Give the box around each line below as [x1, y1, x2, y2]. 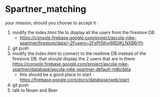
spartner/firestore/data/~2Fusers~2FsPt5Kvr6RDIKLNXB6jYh [19, 40, 144, 46]
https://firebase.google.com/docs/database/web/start [19, 77, 129, 83]
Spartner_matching [5, 3, 86, 15]
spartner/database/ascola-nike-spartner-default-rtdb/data [12, 66, 131, 72]
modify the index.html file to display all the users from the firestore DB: [12, 29, 156, 35]
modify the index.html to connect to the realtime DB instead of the [12, 50, 146, 56]
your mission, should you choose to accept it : [5, 20, 98, 26]
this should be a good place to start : [19, 71, 95, 77]
